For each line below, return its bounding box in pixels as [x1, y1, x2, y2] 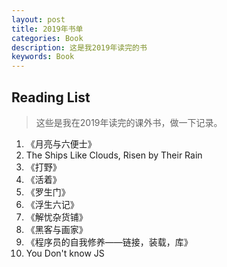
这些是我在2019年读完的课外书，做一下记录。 [35, 116, 223, 128]
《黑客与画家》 [25, 223, 88, 235]
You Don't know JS [25, 247, 105, 259]
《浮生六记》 [25, 198, 79, 210]
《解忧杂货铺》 [25, 211, 88, 223]
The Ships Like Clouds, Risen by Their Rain [25, 149, 203, 161]
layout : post [11, 14, 66, 25]
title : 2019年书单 [11, 24, 84, 34]
